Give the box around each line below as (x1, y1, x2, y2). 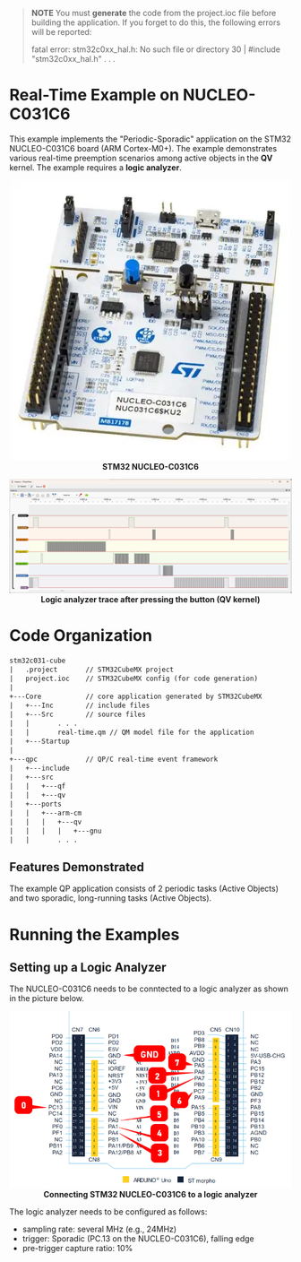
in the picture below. (9, 993, 85, 1004)
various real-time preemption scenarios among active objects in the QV (9, 152, 273, 163)
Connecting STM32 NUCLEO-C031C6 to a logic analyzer (43, 1189, 258, 1199)
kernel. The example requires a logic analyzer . (9, 161, 182, 173)
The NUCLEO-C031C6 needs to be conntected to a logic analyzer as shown (9, 983, 289, 994)
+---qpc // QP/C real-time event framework (9, 755, 219, 764)
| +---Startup (9, 737, 70, 746)
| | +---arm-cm (9, 808, 82, 817)
